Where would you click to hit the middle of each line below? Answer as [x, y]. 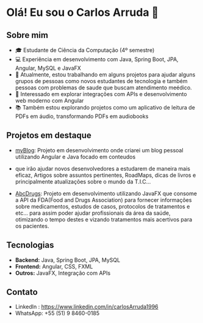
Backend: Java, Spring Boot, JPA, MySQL [68, 260]
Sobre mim [27, 35]
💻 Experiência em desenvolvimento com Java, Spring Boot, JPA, [97, 59]
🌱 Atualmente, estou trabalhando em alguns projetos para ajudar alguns [105, 75]
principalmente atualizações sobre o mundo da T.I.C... [83, 181]
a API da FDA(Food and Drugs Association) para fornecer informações [103, 200]
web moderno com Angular [49, 101]
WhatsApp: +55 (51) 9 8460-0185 [57, 313]
